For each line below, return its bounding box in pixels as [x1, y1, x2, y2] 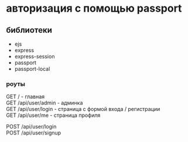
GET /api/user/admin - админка [6, 99, 83, 106]
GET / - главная [6, 93, 45, 101]
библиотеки [6, 25, 53, 35]
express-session [14, 53, 55, 60]
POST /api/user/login [6, 123, 57, 130]
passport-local [14, 65, 50, 72]
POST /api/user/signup [6, 129, 61, 136]
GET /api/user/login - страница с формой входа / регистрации [6, 106, 160, 113]
